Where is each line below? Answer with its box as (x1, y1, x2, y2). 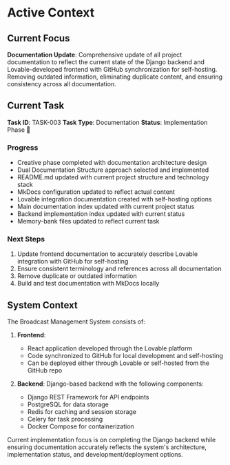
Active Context (7, 5, 95, 21)
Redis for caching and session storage (27, 408, 136, 416)
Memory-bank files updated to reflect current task (17, 217, 160, 226)
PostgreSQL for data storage (27, 400, 109, 408)
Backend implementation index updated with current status (17, 210, 185, 218)
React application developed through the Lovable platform (27, 344, 193, 353)
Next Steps (7, 235, 45, 244)
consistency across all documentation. (7, 80, 116, 88)
